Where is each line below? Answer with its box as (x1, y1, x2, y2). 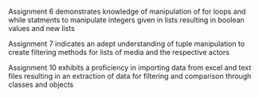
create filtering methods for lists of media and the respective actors (8, 48, 230, 56)
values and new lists (8, 24, 76, 33)
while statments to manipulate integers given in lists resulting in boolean (8, 15, 245, 25)
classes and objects (8, 80, 74, 89)
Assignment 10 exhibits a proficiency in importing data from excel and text (8, 63, 252, 72)
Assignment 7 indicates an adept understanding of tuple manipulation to (8, 39, 245, 48)
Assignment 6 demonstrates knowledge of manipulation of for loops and (8, 7, 246, 16)
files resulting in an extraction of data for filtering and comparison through (8, 72, 252, 80)
